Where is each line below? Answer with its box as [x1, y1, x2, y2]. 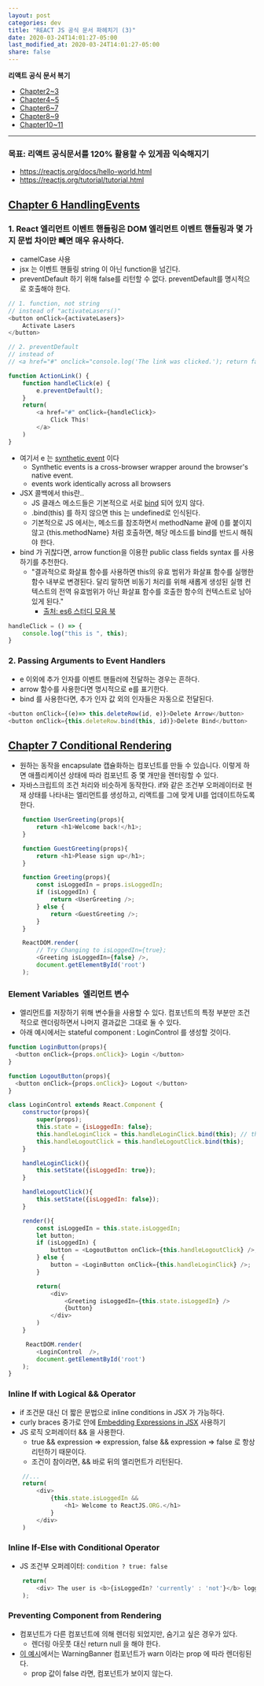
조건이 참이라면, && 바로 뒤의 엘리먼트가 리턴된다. [31, 1457, 183, 1466]
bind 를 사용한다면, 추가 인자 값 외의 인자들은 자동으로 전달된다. [19, 694, 214, 704]
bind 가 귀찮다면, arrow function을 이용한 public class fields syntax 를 [19, 547, 240, 556]
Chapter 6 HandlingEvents [8, 198, 140, 211]
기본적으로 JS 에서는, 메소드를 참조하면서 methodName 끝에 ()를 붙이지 [31, 518, 252, 527]
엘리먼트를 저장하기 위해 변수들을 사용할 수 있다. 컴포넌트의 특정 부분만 [19, 1008, 236, 1017]
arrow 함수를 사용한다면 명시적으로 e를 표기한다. [19, 684, 169, 693]
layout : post [8, 11, 51, 20]
